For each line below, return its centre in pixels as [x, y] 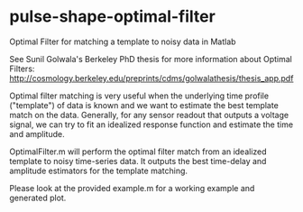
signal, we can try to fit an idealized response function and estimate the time [151, 124]
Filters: [22, 69]
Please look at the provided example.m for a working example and [132, 188]
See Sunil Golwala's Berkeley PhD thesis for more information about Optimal [151, 59]
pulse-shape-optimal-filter [113, 17]
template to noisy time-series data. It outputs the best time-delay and [138, 161]
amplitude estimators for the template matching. [98, 171]
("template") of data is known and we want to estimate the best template [144, 105]
